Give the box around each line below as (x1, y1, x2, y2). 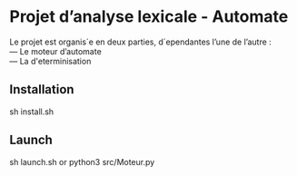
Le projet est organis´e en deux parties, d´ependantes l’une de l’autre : (9, 36, 272, 47)
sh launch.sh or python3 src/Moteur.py (9, 156, 155, 167)
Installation (9, 82, 74, 97)
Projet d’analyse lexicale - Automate (9, 6, 289, 27)
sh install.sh (9, 106, 54, 117)
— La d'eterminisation (9, 55, 92, 66)
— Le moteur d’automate (9, 45, 102, 56)
